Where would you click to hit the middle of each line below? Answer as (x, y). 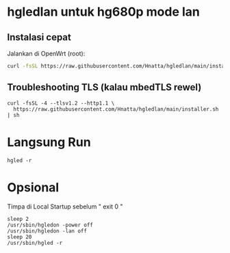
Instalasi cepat (39, 37)
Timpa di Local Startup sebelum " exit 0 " (65, 207)
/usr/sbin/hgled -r (35, 243)
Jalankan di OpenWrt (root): (46, 53)
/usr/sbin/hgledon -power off (50, 225)
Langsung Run (49, 142)
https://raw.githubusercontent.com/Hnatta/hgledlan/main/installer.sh (116, 109)
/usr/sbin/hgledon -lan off (47, 231)
